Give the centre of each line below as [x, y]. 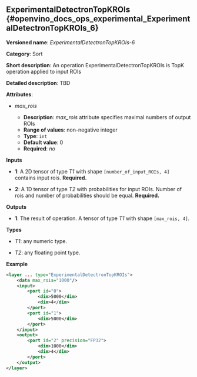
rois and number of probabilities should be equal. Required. [87, 195]
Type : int [35, 136]
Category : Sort [24, 54]
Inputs [14, 160]
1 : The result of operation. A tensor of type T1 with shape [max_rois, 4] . [102, 218]
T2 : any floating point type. [47, 253]
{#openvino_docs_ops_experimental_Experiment [98, 19]
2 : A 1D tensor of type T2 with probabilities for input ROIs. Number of [98, 189]
